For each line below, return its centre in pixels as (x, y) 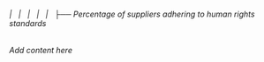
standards (28, 23)
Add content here (41, 51)
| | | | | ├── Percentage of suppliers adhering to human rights (132, 14)
